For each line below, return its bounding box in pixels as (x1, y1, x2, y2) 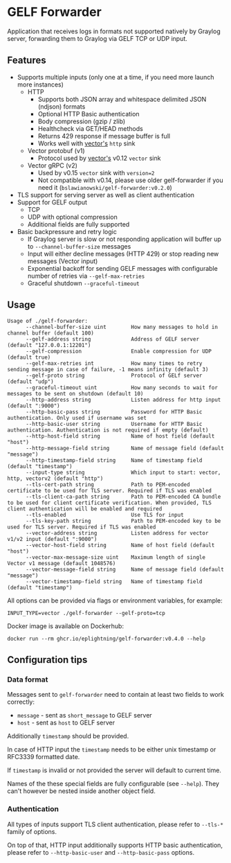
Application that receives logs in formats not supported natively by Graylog (7, 27, 221, 35)
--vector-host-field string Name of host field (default (25, 542, 215, 549)
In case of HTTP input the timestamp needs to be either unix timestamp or (7, 745, 216, 754)
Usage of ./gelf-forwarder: (7, 317, 89, 324)
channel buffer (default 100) (7, 330, 95, 337)
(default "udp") (7, 378, 54, 385)
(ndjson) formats (37, 102, 86, 111)
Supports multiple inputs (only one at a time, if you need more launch (17, 73, 214, 81)
